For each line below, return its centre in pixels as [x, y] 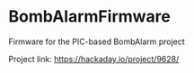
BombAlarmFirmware [90, 17]
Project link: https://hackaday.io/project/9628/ [94, 59]
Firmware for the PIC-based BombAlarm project [97, 41]
